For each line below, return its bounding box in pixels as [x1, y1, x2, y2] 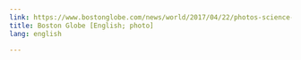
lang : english [9, 29, 63, 38]
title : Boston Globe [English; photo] [9, 21, 154, 30]
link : [9, 12, 30, 22]
